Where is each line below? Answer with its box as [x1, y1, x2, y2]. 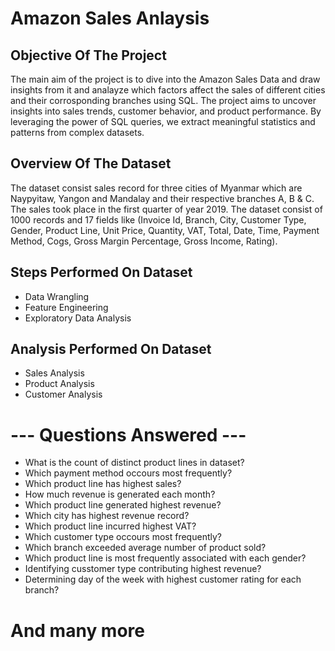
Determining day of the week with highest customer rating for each [24, 573, 302, 586]
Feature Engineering [24, 301, 109, 313]
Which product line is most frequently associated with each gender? [24, 552, 307, 564]
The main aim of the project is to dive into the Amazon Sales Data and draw [10, 73, 321, 85]
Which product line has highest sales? [24, 478, 182, 490]
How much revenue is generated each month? [24, 488, 216, 501]
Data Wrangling [24, 290, 90, 302]
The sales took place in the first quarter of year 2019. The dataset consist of [10, 203, 323, 215]
